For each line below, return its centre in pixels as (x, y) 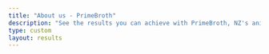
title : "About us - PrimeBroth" (62, 15)
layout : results (35, 38)
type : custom (30, 30)
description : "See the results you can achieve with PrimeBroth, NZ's (128, 23)
